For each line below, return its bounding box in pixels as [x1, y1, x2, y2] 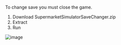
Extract [12, 19, 27, 25]
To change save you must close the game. [5, 4, 92, 10]
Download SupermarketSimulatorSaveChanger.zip [12, 14, 116, 19]
